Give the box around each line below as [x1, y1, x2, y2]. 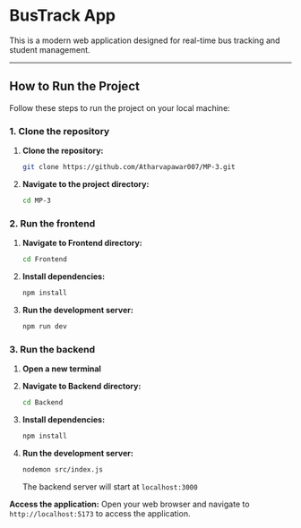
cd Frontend [21, 255, 67, 264]
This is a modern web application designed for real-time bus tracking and [9, 35, 280, 46]
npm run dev [21, 321, 67, 331]
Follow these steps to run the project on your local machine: [9, 102, 230, 113]
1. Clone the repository [9, 124, 110, 137]
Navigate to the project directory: [21, 178, 150, 189]
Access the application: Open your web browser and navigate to [9, 498, 250, 509]
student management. [9, 44, 91, 55]
